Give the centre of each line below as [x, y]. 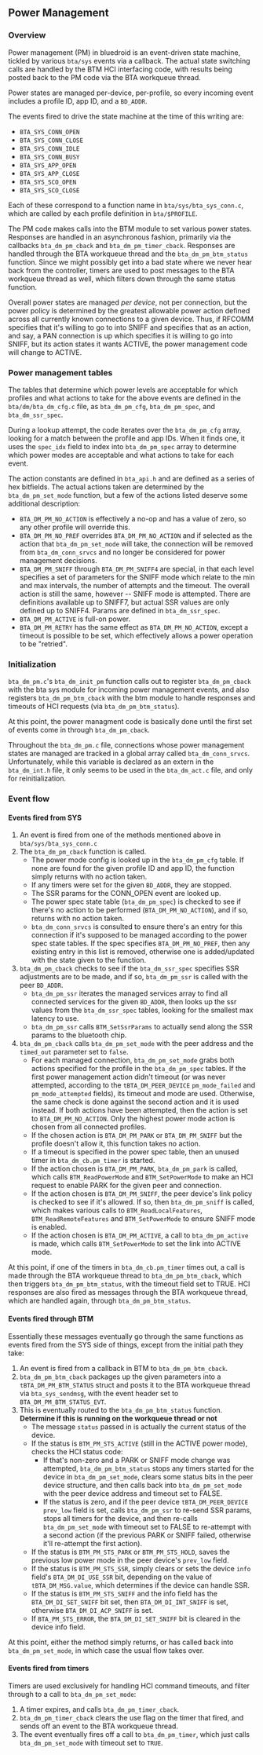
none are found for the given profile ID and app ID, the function [133, 868]
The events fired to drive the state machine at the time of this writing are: [126, 116]
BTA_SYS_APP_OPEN [48, 165]
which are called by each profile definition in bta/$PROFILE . [103, 213]
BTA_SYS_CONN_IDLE [49, 148]
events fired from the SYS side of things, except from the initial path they [126, 1344]
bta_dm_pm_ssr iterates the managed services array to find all [129, 993]
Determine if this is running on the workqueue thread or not [118, 1418]
